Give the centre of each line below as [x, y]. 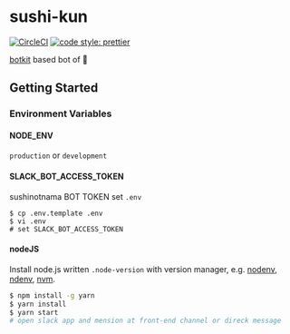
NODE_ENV [31, 135]
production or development [58, 155]
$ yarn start [34, 312]
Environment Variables [61, 113]
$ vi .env [28, 221]
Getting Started [54, 88]
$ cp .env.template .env [56, 213]
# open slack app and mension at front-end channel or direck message [145, 321]
